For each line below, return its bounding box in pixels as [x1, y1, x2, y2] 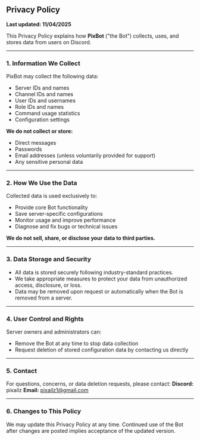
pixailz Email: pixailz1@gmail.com [6, 387, 89, 394]
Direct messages [14, 139, 57, 146]
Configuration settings [14, 116, 70, 123]
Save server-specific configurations [14, 210, 103, 218]
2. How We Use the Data [6, 179, 77, 187]
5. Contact [6, 366, 37, 375]
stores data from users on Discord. [6, 38, 92, 45]
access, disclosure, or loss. [14, 281, 82, 289]
